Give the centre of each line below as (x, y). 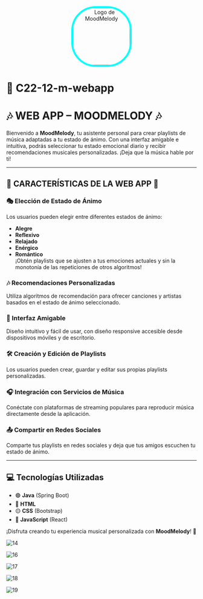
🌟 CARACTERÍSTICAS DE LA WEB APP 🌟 (82, 183)
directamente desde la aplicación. (48, 414)
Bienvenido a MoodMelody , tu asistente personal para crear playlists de (96, 133)
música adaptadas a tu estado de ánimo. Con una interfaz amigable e (93, 139)
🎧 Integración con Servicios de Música (65, 392)
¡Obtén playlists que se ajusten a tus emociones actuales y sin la (95, 261)
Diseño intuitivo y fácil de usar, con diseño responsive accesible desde (95, 331)
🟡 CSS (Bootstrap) (39, 511)
